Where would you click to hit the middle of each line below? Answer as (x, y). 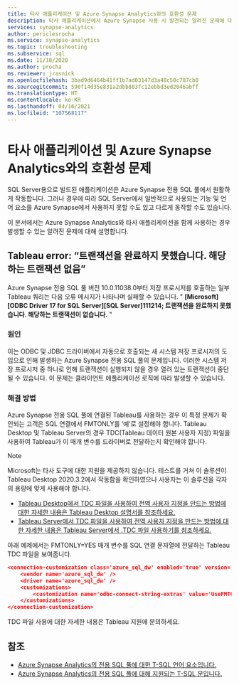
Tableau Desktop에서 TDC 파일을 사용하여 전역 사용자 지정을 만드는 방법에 (122, 504)
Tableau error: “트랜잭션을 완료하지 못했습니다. (107, 256)
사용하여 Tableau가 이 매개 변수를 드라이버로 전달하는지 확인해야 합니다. (107, 442)
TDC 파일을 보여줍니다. (40, 554)
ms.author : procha (34, 67)
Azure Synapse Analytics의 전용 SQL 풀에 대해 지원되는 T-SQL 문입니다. (120, 674)
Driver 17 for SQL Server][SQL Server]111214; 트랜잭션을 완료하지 (124, 305)
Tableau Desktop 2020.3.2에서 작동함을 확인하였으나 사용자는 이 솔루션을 (111, 479)
